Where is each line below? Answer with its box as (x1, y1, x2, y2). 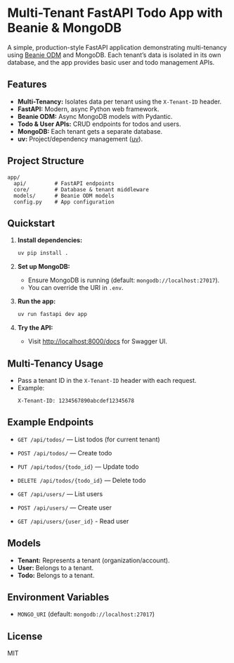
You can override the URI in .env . (27, 284, 124, 292)
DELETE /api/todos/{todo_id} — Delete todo (17, 476, 146, 484)
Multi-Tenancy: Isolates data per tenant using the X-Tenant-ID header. (17, 97, 222, 106)
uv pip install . (17, 250, 69, 257)
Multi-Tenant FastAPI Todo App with (7, 5, 223, 21)
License (7, 630, 43, 642)
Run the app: (17, 297, 56, 305)
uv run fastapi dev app (17, 311, 88, 318)
